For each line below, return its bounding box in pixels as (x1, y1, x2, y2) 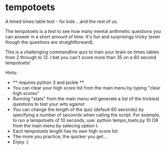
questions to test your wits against (12, 101, 85, 107)
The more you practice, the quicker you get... (12, 133, 108, 139)
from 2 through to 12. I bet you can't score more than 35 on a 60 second (5, 54, 156, 60)
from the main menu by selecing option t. (12, 123, 99, 129)
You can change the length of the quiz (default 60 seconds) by (12, 106, 144, 112)
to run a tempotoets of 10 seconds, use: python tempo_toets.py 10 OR (12, 117, 158, 123)
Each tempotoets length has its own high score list (12, 128, 118, 134)
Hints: (5, 69, 18, 75)
